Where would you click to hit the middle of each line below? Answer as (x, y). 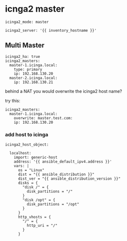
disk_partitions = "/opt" (53, 204)
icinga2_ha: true (23, 56)
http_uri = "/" (42, 226)
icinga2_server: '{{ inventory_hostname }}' (51, 30)
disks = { (28, 183)
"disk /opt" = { (39, 200)
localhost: (20, 153)
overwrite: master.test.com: (43, 118)
